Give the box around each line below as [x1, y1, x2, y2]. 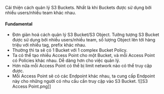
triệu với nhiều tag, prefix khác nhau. [12, 42, 87, 48]
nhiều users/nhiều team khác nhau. [5, 10, 76, 16]
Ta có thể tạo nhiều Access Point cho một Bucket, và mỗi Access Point [12, 53, 155, 58]
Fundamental [5, 21, 33, 27]
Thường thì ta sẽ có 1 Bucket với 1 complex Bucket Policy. [12, 47, 128, 53]
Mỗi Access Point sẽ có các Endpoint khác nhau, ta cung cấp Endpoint [12, 73, 155, 79]
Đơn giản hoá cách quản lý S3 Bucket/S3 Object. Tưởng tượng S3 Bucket [12, 32, 160, 38]
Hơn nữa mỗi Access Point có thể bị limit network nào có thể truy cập [12, 63, 152, 69]
